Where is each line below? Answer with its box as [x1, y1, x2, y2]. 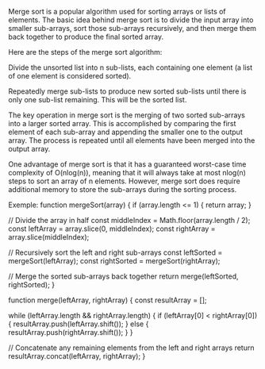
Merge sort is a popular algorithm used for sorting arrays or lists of [8, 7, 226, 16]
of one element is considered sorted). [8, 71, 132, 80]
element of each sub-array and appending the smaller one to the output [8, 127, 244, 136]
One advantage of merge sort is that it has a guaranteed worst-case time [8, 160, 247, 169]
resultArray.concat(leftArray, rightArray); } [8, 352, 146, 360]
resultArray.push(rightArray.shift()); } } [8, 328, 133, 336]
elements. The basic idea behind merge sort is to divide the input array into [8, 15, 254, 25]
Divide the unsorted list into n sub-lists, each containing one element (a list [8, 63, 253, 72]
